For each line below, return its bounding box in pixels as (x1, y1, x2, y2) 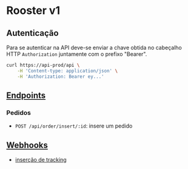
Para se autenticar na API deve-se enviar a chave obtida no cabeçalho (6, 44, 182, 51)
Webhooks (6, 140, 49, 150)
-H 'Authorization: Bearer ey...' (17, 74, 104, 80)
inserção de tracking (15, 156, 67, 164)
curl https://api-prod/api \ (6, 62, 80, 68)
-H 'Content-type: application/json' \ (17, 67, 118, 74)
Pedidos (6, 108, 32, 117)
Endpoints (6, 91, 46, 101)
